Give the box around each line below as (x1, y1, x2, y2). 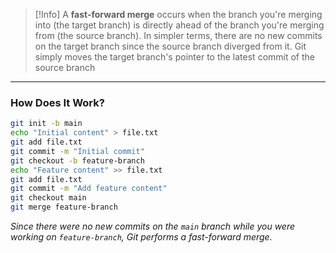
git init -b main (10, 119, 83, 129)
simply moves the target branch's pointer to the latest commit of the (34, 51, 315, 63)
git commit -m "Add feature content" (10, 184, 168, 194)
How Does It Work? (10, 95, 105, 109)
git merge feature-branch (10, 202, 118, 213)
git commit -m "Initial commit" (10, 146, 145, 156)
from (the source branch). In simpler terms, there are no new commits (34, 30, 323, 41)
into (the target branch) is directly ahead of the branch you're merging (34, 19, 325, 31)
